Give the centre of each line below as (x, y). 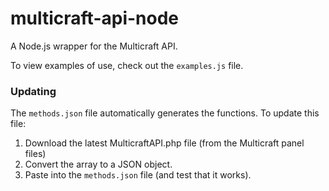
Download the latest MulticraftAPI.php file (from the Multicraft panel (164, 143)
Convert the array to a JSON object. (98, 164)
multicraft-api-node (95, 18)
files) (35, 154)
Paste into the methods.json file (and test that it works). (138, 175)
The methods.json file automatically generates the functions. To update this (165, 113)
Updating (33, 91)
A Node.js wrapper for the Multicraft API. (94, 46)
